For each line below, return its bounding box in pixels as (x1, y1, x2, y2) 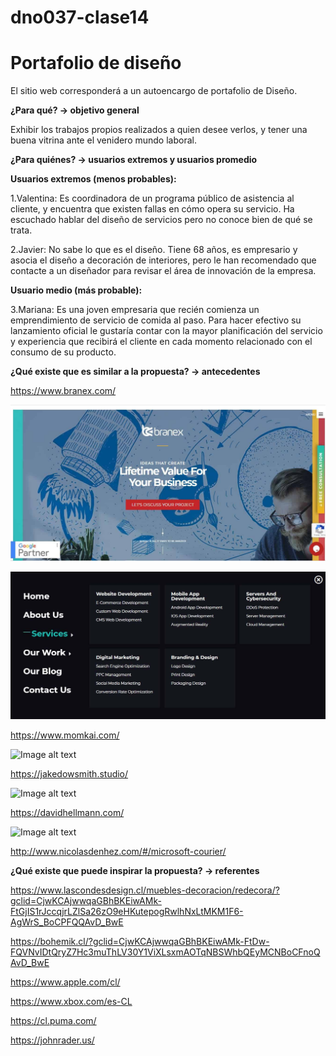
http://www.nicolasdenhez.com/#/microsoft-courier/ (10, 845, 227, 857)
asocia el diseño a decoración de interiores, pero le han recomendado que (10, 254, 317, 266)
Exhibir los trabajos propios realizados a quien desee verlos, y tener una (10, 124, 308, 136)
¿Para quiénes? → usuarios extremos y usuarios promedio (10, 154, 258, 166)
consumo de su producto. (10, 346, 117, 358)
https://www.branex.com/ (10, 385, 117, 397)
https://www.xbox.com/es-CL (10, 995, 133, 1007)
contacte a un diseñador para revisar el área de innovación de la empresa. (10, 265, 317, 277)
